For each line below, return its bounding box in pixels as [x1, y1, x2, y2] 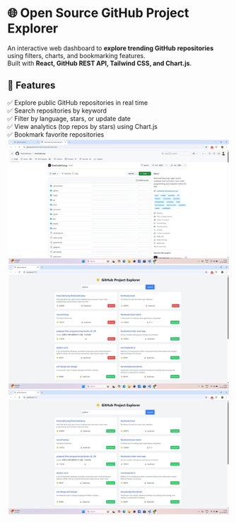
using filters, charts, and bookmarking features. [7, 51, 146, 59]
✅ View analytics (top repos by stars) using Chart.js [7, 122, 158, 130]
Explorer [7, 21, 59, 37]
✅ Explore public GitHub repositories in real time [7, 98, 148, 107]
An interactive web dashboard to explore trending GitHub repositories [7, 44, 214, 52]
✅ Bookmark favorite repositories [7, 130, 105, 139]
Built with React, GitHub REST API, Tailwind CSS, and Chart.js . [7, 59, 192, 67]
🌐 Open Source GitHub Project [7, 5, 189, 21]
